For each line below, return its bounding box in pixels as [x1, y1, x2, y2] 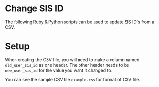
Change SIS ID [5, 3, 64, 14]
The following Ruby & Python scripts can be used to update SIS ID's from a [5, 19, 155, 25]
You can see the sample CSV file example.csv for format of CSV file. [5, 76, 141, 82]
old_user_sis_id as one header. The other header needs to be [5, 62, 129, 68]
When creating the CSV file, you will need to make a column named [5, 57, 140, 63]
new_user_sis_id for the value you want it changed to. [5, 67, 112, 73]
